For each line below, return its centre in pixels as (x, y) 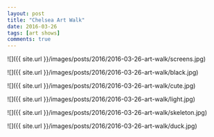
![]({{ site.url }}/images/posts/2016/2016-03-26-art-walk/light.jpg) (101, 99)
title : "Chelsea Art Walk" (46, 20)
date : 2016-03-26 (32, 26)
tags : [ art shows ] (34, 33)
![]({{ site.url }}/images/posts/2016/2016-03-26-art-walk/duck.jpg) (102, 126)
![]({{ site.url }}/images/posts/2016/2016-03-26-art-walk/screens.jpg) (107, 59)
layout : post (26, 13)
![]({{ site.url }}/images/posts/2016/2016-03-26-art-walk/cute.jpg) (101, 86)
